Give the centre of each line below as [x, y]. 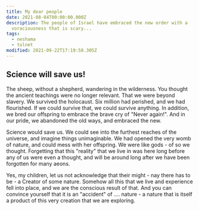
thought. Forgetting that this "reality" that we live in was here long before [96, 151]
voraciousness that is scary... [52, 28]
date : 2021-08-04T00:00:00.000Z [46, 17]
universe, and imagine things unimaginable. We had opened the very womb [99, 138]
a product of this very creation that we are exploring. [71, 200]
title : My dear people [34, 12]
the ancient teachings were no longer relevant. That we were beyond [91, 95]
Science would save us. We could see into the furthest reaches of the [91, 132]
